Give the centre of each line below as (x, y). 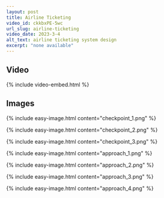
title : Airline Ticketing (38, 18)
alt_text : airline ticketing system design (62, 40)
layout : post (23, 12)
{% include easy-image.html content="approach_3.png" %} (80, 176)
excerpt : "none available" (40, 46)
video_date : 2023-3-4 (33, 34)
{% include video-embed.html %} (48, 85)
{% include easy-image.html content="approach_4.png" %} (80, 188)
